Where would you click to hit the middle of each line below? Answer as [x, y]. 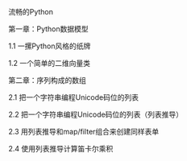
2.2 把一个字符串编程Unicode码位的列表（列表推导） [96, 114]
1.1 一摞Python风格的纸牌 [50, 46]
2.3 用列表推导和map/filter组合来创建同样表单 [84, 132]
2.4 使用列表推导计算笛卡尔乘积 [61, 149]
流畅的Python [31, 12]
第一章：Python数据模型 [48, 29]
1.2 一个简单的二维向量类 [50, 63]
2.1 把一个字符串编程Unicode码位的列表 [74, 97]
